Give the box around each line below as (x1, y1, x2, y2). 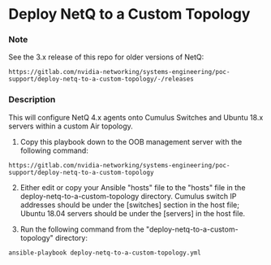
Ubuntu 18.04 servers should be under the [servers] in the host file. (19, 208, 246, 218)
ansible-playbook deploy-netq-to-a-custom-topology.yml (8, 249, 201, 257)
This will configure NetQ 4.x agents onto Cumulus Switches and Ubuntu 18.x (8, 112, 264, 122)
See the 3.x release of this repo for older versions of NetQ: (8, 52, 204, 62)
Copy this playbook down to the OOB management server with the (19, 137, 243, 146)
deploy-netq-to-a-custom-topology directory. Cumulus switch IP (19, 191, 237, 201)
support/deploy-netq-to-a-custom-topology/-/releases (8, 75, 195, 84)
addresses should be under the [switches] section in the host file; (19, 200, 239, 210)
